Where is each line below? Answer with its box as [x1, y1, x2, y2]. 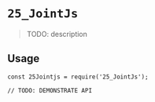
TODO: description [26, 29, 88, 38]
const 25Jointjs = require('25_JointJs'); [7, 73, 149, 81]
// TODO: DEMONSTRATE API [7, 86, 92, 94]
